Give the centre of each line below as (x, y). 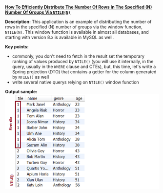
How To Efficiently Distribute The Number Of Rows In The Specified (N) (79, 7)
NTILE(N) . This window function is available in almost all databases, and (77, 32)
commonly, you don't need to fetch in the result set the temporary (78, 56)
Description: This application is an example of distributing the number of (78, 22)
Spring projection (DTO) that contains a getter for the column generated (84, 72)
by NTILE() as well (31, 77)
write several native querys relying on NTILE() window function (75, 82)
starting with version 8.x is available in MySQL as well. (60, 37)
